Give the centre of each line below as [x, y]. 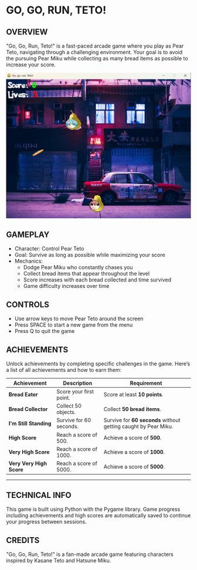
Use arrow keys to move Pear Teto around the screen [79, 319]
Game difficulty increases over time [66, 286]
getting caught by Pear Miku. [138, 426]
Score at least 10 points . [133, 395]
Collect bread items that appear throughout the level [86, 274]
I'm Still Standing [30, 423]
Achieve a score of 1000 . [134, 452]
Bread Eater [23, 395]
